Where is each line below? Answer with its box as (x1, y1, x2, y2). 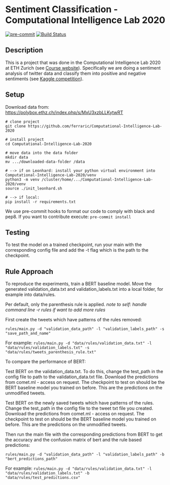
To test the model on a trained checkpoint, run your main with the (5, 241, 142, 248)
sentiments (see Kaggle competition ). (5, 75, 84, 82)
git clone (5, 124, 26, 129)
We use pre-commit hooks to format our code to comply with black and (5, 208, 155, 214)
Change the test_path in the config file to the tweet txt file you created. (5, 405, 153, 411)
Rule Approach (5, 267, 53, 276)
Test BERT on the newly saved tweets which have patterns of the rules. (5, 400, 154, 406)
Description (5, 46, 43, 54)
